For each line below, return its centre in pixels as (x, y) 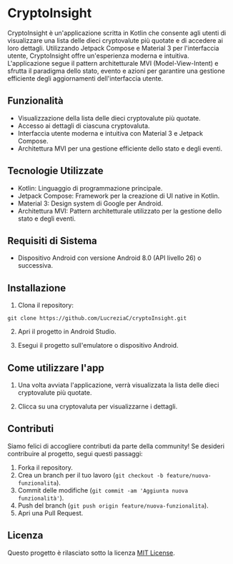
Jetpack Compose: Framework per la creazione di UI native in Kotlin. (119, 196)
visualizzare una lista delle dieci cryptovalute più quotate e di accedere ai (115, 40)
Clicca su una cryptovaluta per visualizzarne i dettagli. (98, 406)
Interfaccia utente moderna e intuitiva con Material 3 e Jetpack (110, 133)
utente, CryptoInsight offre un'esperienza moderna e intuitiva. (98, 56)
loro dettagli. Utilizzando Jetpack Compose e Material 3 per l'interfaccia (113, 48)
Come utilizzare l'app (56, 368)
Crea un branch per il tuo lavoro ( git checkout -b (90, 475)
